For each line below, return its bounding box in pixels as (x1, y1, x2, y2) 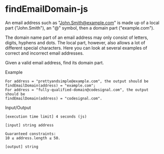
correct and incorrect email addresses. (5, 50, 84, 56)
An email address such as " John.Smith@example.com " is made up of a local (5, 20, 160, 26)
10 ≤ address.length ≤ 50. (5, 135, 61, 141)
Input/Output (5, 104, 31, 110)
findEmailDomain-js (5, 3, 88, 15)
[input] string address (5, 123, 54, 127)
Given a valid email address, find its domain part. (5, 60, 104, 65)
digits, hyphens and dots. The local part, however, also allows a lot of (5, 39, 145, 45)
